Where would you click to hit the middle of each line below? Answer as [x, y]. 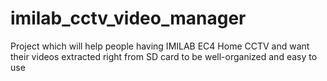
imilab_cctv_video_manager [128, 18]
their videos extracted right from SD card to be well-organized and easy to [164, 56]
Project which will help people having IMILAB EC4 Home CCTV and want [160, 46]
